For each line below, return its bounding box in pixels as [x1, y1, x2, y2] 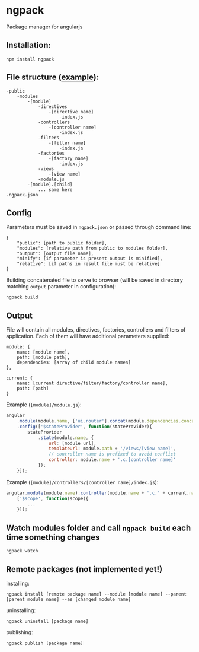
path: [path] [17, 386, 49, 392]
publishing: [6, 628, 34, 635]
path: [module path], [17, 354, 70, 361]
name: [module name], [17, 349, 70, 355]
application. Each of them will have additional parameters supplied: [6, 333, 170, 340]
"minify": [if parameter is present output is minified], [17, 256, 163, 262]
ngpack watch [6, 548, 38, 554]
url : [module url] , [48, 440, 97, 446]
